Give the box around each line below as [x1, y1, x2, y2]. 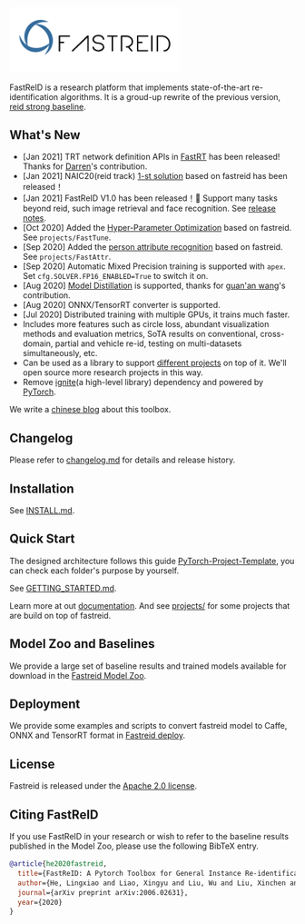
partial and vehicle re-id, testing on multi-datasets [54, 338, 242, 349]
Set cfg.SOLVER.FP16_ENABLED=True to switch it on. [22, 271, 209, 282]
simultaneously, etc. [22, 348, 98, 359]
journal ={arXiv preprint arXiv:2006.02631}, [17, 888, 189, 897]
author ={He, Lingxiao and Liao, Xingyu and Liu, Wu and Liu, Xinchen [17, 879, 286, 888]
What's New [9, 127, 81, 143]
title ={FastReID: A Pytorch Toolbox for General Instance [17, 869, 242, 878]
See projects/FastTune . [22, 232, 112, 243]
